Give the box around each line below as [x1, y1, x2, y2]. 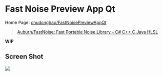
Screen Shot [5, 53, 43, 61]
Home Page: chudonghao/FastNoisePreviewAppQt [5, 19, 106, 25]
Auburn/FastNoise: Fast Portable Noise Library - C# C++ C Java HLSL [17, 29, 158, 35]
